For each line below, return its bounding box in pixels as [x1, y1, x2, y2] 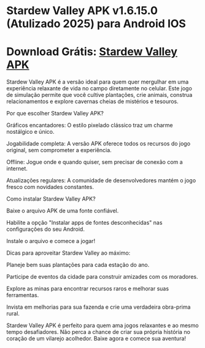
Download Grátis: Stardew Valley [6, 45, 178, 59]
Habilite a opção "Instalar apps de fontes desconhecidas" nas [6, 219, 163, 226]
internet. [6, 165, 28, 172]
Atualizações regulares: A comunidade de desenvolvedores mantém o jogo [6, 177, 196, 184]
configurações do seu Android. [6, 225, 85, 233]
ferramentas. [6, 292, 39, 299]
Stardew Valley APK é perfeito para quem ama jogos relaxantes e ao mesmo [6, 322, 199, 329]
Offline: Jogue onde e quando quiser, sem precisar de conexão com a [6, 158, 183, 166]
